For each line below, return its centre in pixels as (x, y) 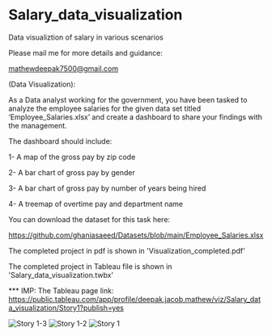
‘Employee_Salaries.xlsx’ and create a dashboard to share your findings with (136, 117)
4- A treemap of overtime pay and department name (96, 204)
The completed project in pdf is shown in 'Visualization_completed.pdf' (127, 250)
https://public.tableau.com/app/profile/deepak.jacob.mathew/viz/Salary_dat (135, 299)
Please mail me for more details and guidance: (86, 52)
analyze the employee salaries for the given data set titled (104, 108)
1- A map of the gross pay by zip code (72, 157)
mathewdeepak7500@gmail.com (64, 68)
